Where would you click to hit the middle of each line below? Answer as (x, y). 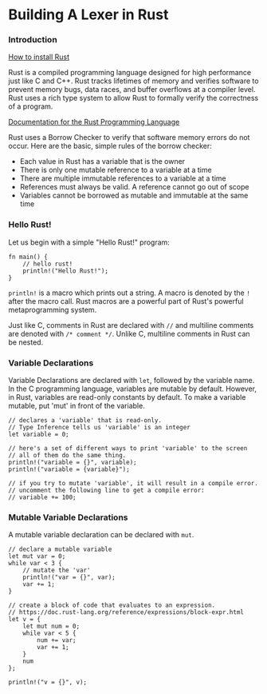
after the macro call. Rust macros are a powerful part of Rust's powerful (126, 301)
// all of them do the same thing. (67, 456)
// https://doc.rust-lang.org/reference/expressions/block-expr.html (126, 612)
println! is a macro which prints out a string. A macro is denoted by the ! (130, 293)
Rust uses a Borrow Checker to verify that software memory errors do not (129, 138)
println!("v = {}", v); (48, 682)
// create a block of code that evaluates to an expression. (112, 605)
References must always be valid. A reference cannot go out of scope (134, 187)
